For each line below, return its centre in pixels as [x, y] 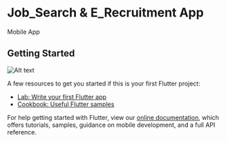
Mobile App [23, 32]
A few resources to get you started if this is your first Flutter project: [104, 83]
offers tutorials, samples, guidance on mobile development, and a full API [111, 125]
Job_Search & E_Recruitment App [105, 13]
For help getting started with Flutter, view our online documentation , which [113, 117]
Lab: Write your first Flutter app [62, 97]
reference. [22, 132]
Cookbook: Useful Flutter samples [66, 104]
